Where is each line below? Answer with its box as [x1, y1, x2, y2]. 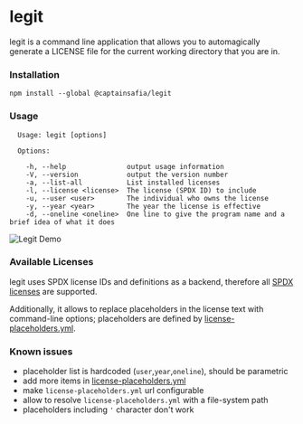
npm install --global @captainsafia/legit [9, 89, 172, 99]
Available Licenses [9, 256, 94, 269]
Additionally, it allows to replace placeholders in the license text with [9, 303, 264, 314]
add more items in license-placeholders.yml [22, 375, 186, 386]
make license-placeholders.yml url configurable [22, 385, 204, 396]
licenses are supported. [9, 286, 98, 297]
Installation [9, 68, 61, 80]
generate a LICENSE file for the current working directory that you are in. [9, 45, 280, 56]
